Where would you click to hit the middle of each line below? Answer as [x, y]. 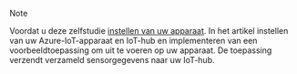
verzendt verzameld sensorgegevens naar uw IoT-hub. [112, 60]
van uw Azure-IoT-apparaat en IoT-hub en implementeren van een [133, 41]
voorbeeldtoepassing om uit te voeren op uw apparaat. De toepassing [141, 50]
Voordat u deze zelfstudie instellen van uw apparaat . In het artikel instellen [149, 31]
